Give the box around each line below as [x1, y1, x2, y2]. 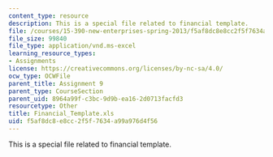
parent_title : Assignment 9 [8, 79, 104, 87]
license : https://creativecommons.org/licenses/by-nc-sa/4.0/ [8, 65, 223, 73]
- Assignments [8, 57, 57, 66]
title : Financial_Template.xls [8, 110, 115, 118]
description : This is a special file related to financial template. [8, 19, 249, 28]
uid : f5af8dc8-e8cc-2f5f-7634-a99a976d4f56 [8, 117, 158, 125]
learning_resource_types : [8, 49, 96, 57]
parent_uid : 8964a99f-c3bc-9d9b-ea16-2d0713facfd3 [8, 95, 184, 103]
